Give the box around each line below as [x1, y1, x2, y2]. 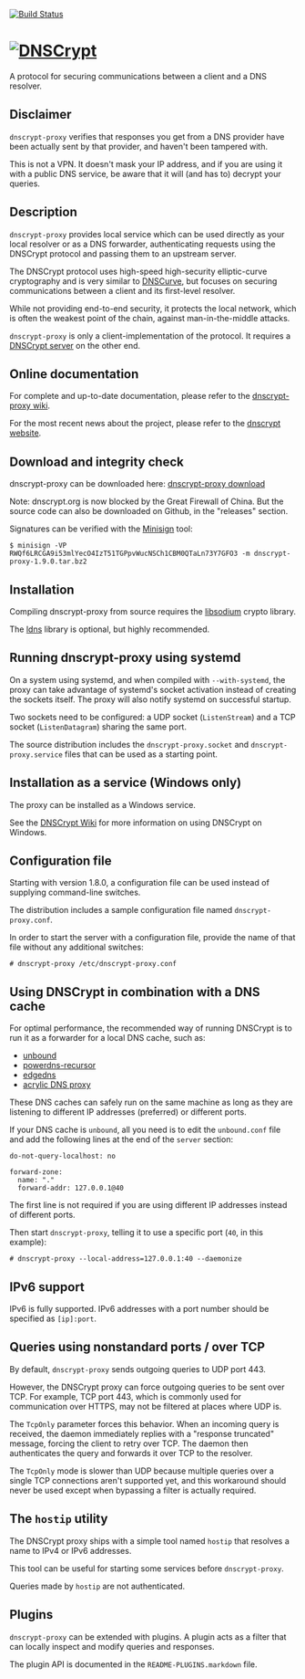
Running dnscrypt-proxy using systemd [9, 650, 241, 666]
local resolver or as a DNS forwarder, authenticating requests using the [9, 238, 276, 249]
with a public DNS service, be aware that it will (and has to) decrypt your [9, 168, 281, 179]
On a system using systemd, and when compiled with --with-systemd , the [9, 674, 286, 685]
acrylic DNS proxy [22, 1079, 91, 1090]
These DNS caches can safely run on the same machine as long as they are [9, 1097, 293, 1108]
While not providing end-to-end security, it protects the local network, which [9, 302, 297, 314]
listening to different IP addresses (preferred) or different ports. [9, 1107, 248, 1118]
